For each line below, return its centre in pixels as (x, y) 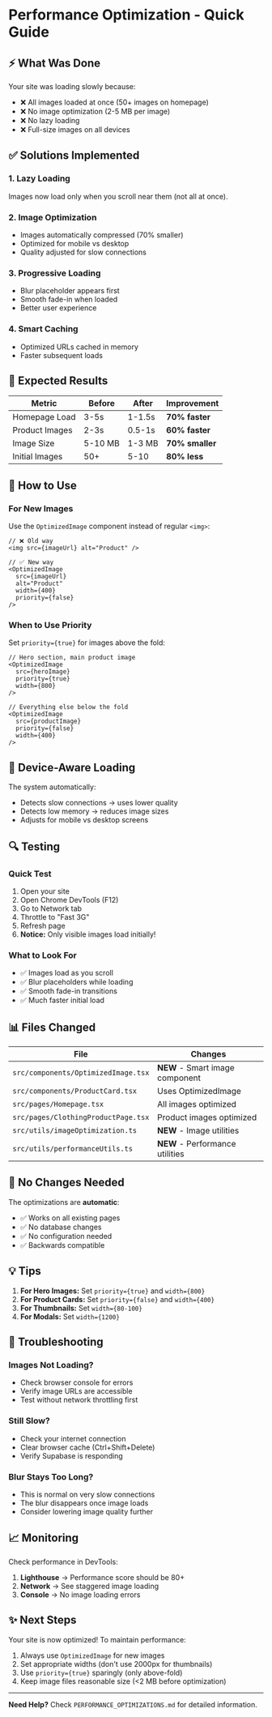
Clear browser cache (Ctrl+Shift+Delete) (87, 1447)
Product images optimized (207, 1117)
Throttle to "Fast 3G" (55, 916)
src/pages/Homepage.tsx (58, 1104)
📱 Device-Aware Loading (72, 767)
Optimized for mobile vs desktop (74, 243)
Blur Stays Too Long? (51, 1476)
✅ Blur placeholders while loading (76, 982)
